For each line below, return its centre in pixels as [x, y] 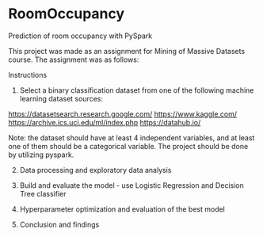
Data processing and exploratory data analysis [95, 170]
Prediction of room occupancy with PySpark [80, 36]
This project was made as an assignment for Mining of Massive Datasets [127, 51]
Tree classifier [43, 193]
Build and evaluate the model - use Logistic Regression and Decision [131, 185]
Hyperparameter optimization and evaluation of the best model [122, 209]
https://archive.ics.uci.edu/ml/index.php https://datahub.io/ [105, 122]
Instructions [28, 75]
